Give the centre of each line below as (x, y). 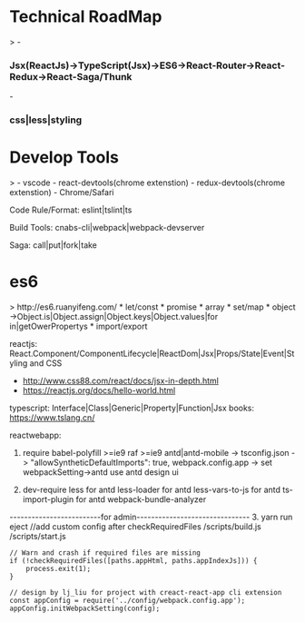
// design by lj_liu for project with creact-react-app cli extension (146, 593)
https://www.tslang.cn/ (52, 418)
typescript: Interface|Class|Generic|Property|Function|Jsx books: (132, 408)
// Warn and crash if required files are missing (105, 553)
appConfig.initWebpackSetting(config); (85, 609)
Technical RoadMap (86, 17)
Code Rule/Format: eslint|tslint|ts (71, 210)
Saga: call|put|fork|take (54, 245)
